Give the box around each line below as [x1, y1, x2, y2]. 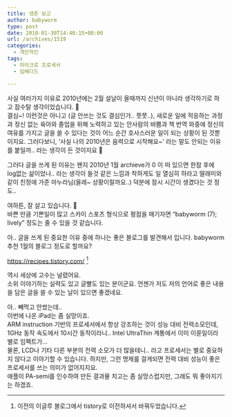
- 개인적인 [13, 49, 39, 56]
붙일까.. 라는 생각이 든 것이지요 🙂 [14, 146, 104, 154]
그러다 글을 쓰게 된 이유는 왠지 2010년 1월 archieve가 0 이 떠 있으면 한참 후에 [7, 160, 215, 169]
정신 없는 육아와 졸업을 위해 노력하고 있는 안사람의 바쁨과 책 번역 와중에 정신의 [14, 120, 224, 128]
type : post [7, 23, 39, 30]
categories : [7, 42, 41, 49]
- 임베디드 [13, 68, 39, 75]
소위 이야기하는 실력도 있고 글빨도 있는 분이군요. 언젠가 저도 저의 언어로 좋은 [7, 279, 212, 288]
